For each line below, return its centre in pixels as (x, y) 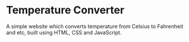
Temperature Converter (65, 10)
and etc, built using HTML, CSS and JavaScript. (64, 32)
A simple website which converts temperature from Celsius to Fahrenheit (95, 26)
